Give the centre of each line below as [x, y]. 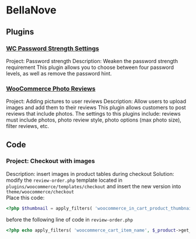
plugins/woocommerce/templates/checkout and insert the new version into [94, 186]
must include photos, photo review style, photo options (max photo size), [94, 120]
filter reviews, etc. [28, 126]
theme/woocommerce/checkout [40, 192]
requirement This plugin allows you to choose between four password [90, 67]
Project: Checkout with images [50, 161]
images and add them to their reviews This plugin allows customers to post [96, 108]
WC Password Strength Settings [52, 49]
